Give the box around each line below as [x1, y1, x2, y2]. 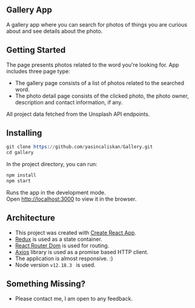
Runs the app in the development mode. [6, 189, 106, 196]
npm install [6, 172, 36, 178]
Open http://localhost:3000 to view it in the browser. [6, 195, 137, 203]
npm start [6, 178, 31, 184]
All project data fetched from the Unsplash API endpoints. [6, 110, 150, 118]
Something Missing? [6, 279, 86, 289]
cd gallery [6, 150, 34, 156]
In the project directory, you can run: [6, 161, 97, 168]
